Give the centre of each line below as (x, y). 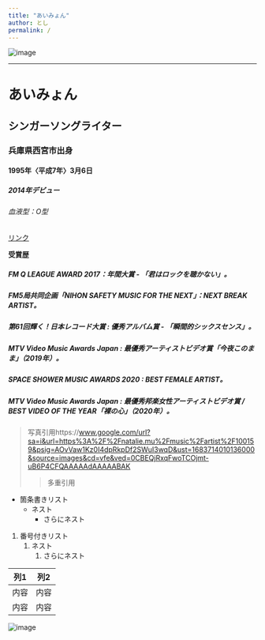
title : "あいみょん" (39, 15)
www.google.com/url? (115, 432)
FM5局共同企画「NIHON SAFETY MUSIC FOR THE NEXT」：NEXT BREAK (128, 296)
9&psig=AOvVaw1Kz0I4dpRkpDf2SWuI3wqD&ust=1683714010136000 (141, 449)
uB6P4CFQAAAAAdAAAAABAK (79, 466)
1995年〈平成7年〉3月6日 (50, 171)
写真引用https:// (53, 432)
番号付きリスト (44, 536)
